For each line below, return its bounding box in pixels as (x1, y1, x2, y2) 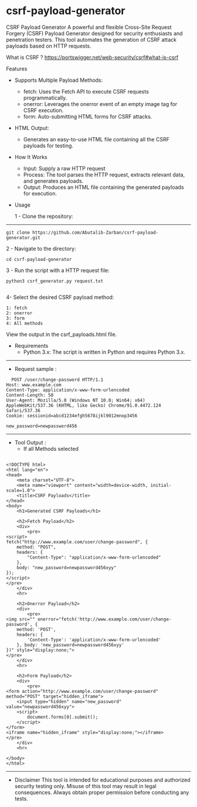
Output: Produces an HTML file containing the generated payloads (23, 184, 184, 191)
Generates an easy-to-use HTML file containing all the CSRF (23, 135, 170, 142)
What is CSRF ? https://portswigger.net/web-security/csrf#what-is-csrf (6, 54, 179, 61)
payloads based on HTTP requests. (6, 42, 92, 49)
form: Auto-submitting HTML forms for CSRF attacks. (23, 113, 152, 120)
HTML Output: (14, 124, 49, 131)
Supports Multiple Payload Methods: (14, 77, 103, 84)
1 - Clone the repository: (14, 212, 73, 220)
